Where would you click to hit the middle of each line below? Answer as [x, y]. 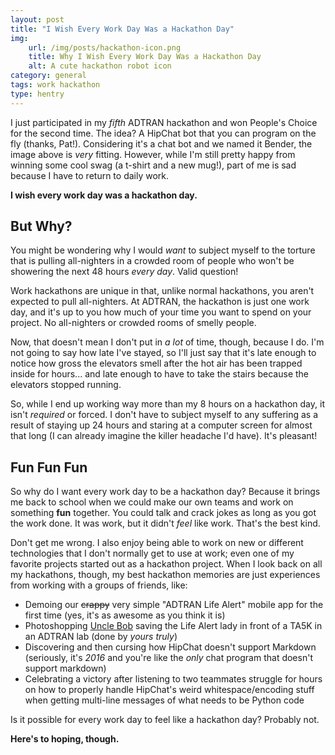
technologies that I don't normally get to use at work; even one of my [152, 553]
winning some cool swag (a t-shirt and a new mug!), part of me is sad [153, 165]
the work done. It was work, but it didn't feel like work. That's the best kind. [165, 523]
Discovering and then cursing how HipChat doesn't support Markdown [170, 647]
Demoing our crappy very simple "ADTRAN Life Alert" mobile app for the [174, 605]
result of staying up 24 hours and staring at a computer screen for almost [161, 425]
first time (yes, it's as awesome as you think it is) [125, 615]
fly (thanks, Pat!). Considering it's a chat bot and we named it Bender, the [161, 143]
